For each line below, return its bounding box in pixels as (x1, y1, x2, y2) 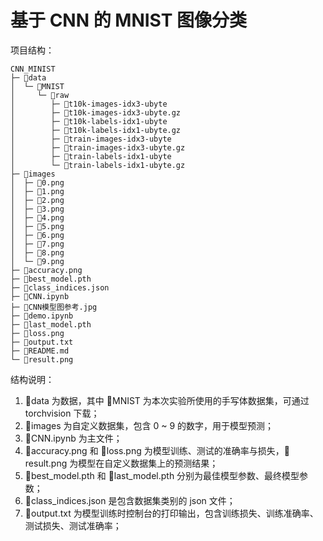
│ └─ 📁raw (10, 90, 70, 100)
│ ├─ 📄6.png (10, 230, 65, 240)
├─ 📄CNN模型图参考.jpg (10, 302, 98, 312)
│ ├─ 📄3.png (10, 204, 65, 214)
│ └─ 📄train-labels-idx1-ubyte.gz (10, 160, 186, 170)
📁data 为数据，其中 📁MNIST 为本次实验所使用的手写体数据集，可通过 (24, 394, 310, 406)
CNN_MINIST (10, 64, 56, 74)
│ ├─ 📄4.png (10, 212, 65, 223)
